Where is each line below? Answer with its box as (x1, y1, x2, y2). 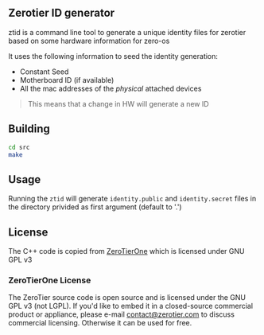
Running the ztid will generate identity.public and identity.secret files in (8, 194, 257, 204)
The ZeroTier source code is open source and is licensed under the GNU (8, 293, 247, 302)
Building (8, 123, 50, 136)
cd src (8, 143, 30, 151)
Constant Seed (19, 67, 69, 76)
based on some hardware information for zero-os (8, 36, 170, 45)
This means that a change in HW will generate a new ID (27, 99, 209, 108)
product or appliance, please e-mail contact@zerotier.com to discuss (8, 310, 235, 319)
